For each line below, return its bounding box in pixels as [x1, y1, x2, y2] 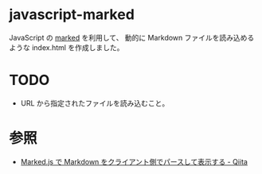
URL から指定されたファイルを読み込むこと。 [20, 98, 170, 108]
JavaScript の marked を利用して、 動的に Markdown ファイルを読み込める [9, 33, 255, 42]
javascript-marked [9, 6, 135, 24]
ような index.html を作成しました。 [9, 42, 124, 52]
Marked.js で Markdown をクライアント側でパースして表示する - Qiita [20, 157, 248, 166]
